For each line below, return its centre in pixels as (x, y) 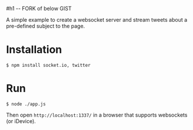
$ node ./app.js (26, 104)
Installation (34, 50)
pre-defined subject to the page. (46, 26)
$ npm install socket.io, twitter (49, 65)
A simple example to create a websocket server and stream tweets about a (97, 20)
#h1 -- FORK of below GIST (39, 8)
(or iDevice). (21, 121)
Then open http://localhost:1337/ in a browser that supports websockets (97, 115)
